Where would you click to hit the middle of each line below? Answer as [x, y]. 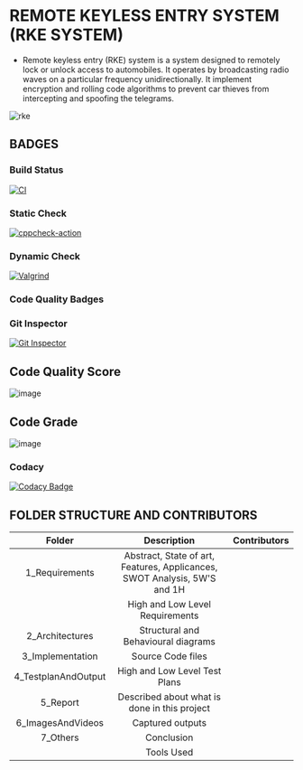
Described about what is [169, 697]
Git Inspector [38, 324]
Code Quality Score [65, 371]
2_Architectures [60, 636]
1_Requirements [60, 573]
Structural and [170, 631]
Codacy [27, 466]
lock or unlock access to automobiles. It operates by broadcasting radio [156, 70]
